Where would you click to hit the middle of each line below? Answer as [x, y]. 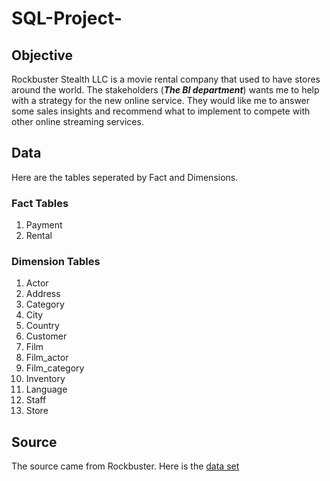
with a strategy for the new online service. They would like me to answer [161, 100]
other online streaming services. [77, 121]
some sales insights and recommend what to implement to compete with [161, 111]
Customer [46, 336]
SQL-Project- [67, 18]
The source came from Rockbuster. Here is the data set [125, 466]
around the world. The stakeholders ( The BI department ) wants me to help [165, 90]
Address [43, 294]
